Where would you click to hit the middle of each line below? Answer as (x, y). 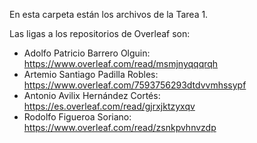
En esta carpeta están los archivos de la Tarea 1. (109, 14)
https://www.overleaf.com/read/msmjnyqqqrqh (121, 63)
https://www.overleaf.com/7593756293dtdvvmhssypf (135, 85)
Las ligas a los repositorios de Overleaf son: (100, 33)
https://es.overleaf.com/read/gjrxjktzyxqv (109, 106)
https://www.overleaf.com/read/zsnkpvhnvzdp (120, 127)
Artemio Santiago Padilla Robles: (91, 74)
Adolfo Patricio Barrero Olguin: (87, 53)
